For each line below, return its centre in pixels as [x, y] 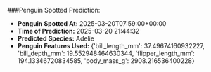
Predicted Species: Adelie [56, 38]
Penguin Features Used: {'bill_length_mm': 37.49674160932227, [111, 46]
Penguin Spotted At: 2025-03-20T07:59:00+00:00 [92, 23]
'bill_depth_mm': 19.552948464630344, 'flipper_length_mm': [106, 53]
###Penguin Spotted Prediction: [54, 10]
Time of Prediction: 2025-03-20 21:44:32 [78, 31]
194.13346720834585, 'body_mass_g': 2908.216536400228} [106, 61]
